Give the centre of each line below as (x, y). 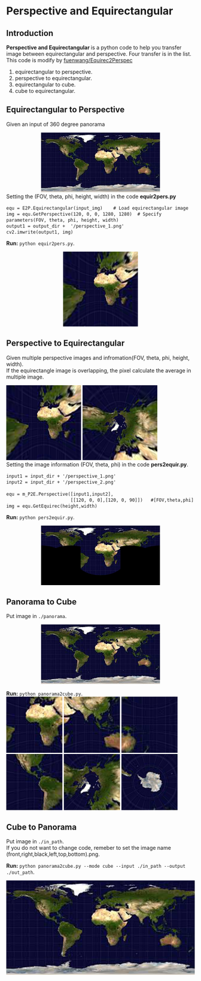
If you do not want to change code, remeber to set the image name (89, 848)
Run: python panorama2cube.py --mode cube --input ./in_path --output (96, 866)
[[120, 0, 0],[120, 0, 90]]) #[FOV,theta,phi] (132, 500)
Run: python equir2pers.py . (40, 243)
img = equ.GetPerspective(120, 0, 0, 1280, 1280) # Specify (84, 214)
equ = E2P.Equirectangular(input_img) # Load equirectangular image (97, 208)
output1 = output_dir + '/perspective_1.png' (65, 226)
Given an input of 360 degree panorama (56, 124)
